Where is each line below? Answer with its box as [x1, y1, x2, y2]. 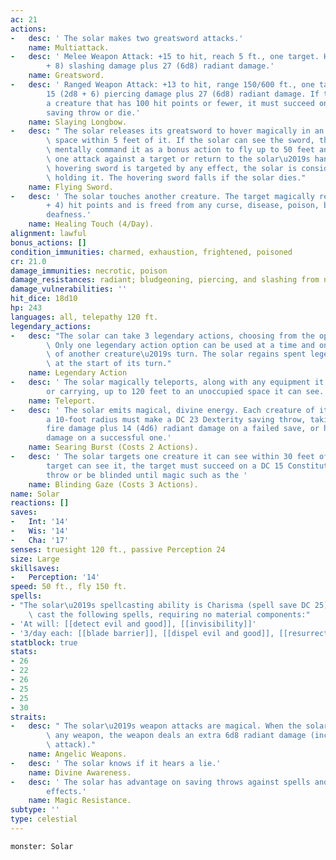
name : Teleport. [28, 396, 97, 406]
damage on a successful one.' [46, 433, 172, 443]
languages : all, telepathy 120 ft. [10, 312, 159, 322]
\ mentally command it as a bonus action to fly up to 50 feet [46, 145, 315, 155]
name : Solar [10, 489, 60, 499]
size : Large [10, 554, 60, 564]
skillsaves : [10, 563, 60, 573]
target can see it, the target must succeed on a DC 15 [46, 461, 284, 471]
